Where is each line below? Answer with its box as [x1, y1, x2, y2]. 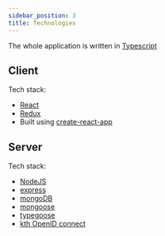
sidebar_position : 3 [8, 11, 77, 20]
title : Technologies [8, 19, 77, 27]
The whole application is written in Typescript [8, 41, 157, 50]
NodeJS [19, 176, 47, 187]
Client [8, 64, 39, 77]
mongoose [19, 202, 56, 211]
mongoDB [19, 194, 53, 203]
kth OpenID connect [19, 219, 86, 229]
